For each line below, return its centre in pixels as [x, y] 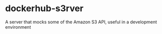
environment [18, 27]
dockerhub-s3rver [44, 8]
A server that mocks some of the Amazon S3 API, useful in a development [81, 22]
